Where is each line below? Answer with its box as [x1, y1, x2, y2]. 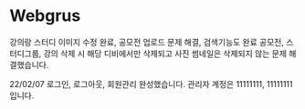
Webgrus [9, 5, 81, 26]
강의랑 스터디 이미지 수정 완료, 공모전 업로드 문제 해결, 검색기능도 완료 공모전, [9, 36, 285, 47]
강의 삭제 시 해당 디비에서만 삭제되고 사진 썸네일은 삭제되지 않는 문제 [43, 47, 288, 59]
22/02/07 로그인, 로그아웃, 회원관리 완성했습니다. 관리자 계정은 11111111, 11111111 [9, 78, 293, 89]
